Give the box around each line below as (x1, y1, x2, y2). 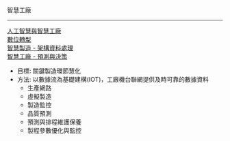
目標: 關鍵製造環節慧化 (16, 67, 81, 75)
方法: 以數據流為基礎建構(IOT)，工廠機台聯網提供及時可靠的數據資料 (16, 76, 209, 83)
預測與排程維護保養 (27, 118, 82, 126)
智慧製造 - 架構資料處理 (7, 44, 74, 52)
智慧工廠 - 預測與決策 (7, 52, 68, 60)
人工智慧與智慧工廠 (7, 27, 62, 35)
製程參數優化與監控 (27, 127, 82, 134)
